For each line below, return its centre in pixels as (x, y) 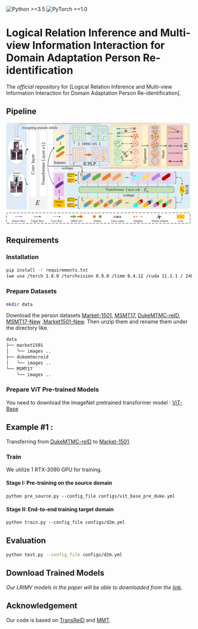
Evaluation (26, 540)
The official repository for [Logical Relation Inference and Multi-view (89, 87)
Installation (23, 257)
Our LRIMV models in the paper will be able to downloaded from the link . (94, 587)
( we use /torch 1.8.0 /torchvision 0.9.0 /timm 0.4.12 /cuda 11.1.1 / (95, 276)
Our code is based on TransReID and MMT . (58, 620)
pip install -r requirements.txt (47, 270)
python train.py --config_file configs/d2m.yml (66, 522)
